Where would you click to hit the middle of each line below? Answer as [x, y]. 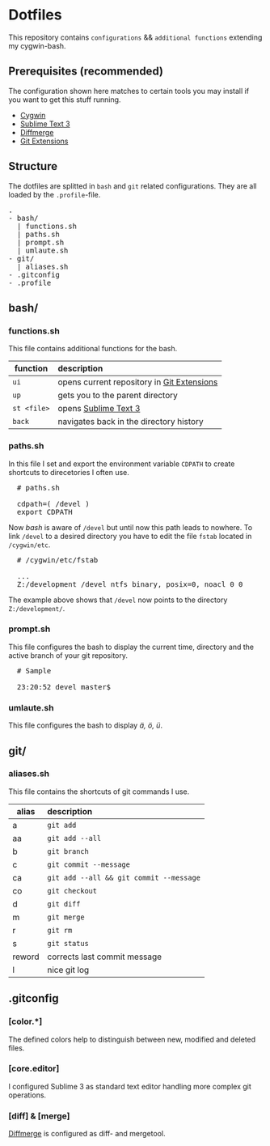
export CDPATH [44, 512]
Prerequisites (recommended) [86, 72]
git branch [68, 851]
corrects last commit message [105, 957]
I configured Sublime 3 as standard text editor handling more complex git [130, 1086]
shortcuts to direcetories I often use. [69, 472]
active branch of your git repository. [68, 655]
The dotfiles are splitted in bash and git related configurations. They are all [133, 186]
